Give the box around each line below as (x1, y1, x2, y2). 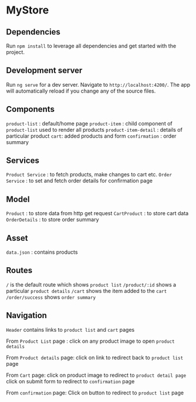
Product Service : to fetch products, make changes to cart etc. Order (6, 171, 172, 178)
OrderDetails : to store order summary (6, 216, 99, 223)
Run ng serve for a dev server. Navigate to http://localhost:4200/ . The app (6, 81, 191, 88)
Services (6, 156, 40, 166)
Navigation (6, 311, 47, 321)
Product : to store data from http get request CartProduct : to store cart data (6, 210, 189, 217)
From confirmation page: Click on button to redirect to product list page (6, 389, 184, 396)
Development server (6, 66, 83, 76)
